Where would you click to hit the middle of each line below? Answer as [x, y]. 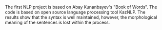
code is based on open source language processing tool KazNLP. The [75, 12]
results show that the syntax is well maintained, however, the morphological [81, 17]
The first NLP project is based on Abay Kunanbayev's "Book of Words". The [81, 7]
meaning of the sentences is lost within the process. [58, 22]
